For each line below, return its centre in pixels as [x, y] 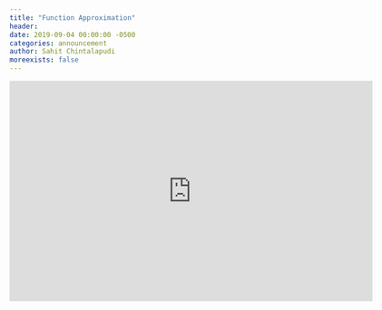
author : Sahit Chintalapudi [63, 52]
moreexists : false [44, 60]
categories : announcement [58, 43]
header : [24, 26]
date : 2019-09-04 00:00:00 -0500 [73, 34]
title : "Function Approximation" [73, 18]
